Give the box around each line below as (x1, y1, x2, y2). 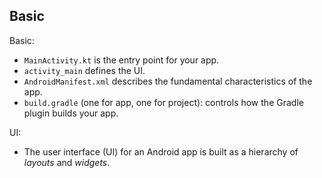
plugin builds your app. (23, 107, 119, 119)
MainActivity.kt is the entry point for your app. (23, 54, 220, 66)
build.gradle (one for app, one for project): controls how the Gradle (23, 96, 304, 108)
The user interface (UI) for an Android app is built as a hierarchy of (23, 145, 299, 158)
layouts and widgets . (23, 156, 111, 168)
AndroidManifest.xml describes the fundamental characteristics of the (23, 75, 313, 87)
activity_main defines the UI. (23, 64, 146, 76)
